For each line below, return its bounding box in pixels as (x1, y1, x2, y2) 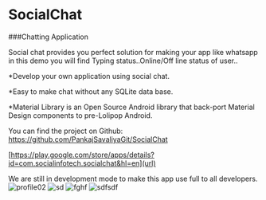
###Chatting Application (8, 32, 89, 41)
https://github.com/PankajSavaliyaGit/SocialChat (8, 134, 169, 144)
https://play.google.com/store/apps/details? (10, 150, 155, 159)
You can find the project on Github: (8, 126, 123, 135)
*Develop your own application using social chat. (8, 71, 170, 80)
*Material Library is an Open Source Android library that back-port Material (8, 102, 255, 112)
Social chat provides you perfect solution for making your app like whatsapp (8, 47, 259, 57)
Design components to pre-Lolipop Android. (8, 110, 153, 120)
